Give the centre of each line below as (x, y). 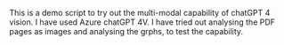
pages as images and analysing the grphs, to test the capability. (126, 31)
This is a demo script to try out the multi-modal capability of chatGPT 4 (140, 13)
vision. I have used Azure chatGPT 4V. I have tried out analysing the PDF (142, 22)
